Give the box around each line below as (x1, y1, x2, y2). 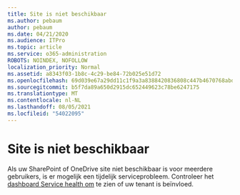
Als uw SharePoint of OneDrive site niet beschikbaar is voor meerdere (7, 164, 213, 173)
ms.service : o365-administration (7, 51, 107, 58)
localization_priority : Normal (7, 64, 101, 71)
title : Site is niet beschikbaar (7, 10, 107, 18)
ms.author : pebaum (7, 17, 62, 24)
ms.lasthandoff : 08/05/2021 (7, 104, 91, 111)
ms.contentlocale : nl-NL (7, 97, 81, 104)
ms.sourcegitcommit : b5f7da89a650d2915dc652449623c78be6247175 (7, 84, 200, 91)
